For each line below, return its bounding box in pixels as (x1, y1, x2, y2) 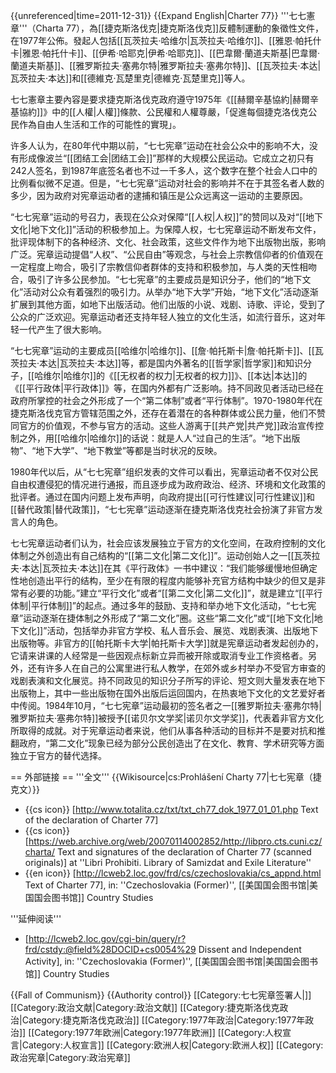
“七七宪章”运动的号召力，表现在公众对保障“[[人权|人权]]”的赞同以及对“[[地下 (10, 211, 324, 223)
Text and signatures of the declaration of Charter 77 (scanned (56, 846, 312, 858)
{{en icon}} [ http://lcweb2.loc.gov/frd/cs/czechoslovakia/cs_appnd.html (24, 867, 322, 879)
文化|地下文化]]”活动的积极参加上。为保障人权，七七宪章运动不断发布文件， (10, 224, 322, 235)
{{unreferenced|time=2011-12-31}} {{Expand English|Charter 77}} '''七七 (10, 10, 307, 21)
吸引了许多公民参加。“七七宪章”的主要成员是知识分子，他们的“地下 (27, 274, 303, 285)
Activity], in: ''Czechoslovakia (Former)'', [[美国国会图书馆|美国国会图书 (24, 955, 319, 967)
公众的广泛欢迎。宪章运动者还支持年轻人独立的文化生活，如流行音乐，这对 (10, 311, 317, 323)
